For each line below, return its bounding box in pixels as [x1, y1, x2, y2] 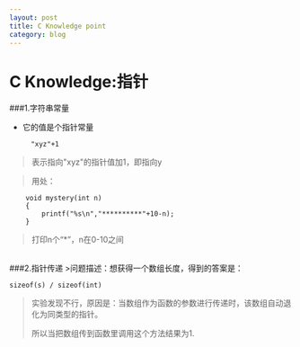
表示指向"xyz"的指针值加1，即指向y [31, 156, 163, 167]
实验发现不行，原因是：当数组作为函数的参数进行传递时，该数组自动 [31, 298, 284, 308]
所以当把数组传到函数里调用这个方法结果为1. [31, 328, 195, 339]
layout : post [9, 13, 58, 22]
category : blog [9, 30, 66, 39]
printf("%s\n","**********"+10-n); [41, 209, 175, 218]
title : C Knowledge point [9, 22, 106, 31]
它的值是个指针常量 [22, 122, 94, 133]
